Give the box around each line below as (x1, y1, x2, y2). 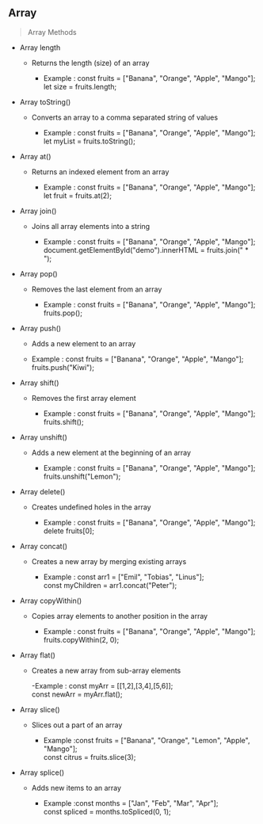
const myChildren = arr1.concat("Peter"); (43, 580, 177, 589)
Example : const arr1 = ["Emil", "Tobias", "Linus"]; (43, 572, 204, 582)
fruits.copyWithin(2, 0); (43, 635, 120, 644)
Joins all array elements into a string (31, 221, 151, 231)
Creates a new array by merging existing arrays (31, 556, 187, 566)
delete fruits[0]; (43, 526, 95, 536)
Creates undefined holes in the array (31, 502, 152, 512)
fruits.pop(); (43, 308, 83, 318)
